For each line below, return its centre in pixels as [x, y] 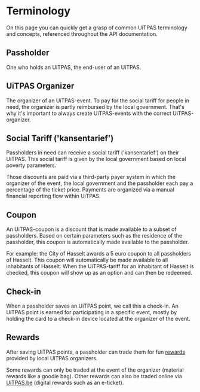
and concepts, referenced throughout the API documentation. [82, 34]
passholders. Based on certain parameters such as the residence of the [94, 236]
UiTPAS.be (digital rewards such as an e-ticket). [65, 382]
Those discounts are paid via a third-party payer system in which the [91, 177]
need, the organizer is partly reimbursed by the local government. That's [96, 107]
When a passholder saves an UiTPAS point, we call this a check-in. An [93, 306]
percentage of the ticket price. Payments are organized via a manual [90, 190]
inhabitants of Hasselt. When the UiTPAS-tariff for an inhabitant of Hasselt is [100, 266]
